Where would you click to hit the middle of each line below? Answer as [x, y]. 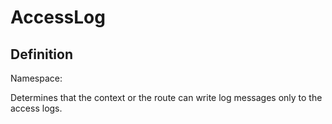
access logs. [36, 108]
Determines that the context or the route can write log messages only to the [166, 97]
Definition [41, 54]
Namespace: [36, 78]
